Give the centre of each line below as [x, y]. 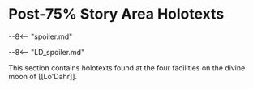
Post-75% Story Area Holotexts [116, 14]
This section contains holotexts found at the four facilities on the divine [127, 68]
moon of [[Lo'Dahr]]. [43, 76]
